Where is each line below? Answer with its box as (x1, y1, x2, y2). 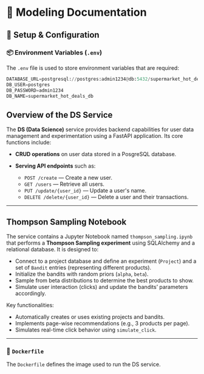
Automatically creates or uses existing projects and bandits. (15, 313, 165, 321)
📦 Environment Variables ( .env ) (6, 48, 102, 56)
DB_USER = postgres (6, 81, 50, 87)
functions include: (6, 139, 52, 146)
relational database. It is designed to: (6, 246, 99, 253)
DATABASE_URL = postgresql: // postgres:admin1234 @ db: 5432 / (6, 76, 151, 82)
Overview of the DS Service (6, 109, 113, 120)
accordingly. (15, 290, 47, 297)
